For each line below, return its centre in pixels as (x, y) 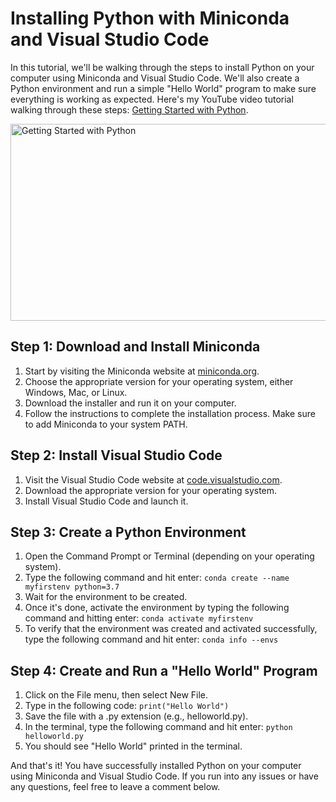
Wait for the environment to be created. (106, 597)
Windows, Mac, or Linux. (76, 392)
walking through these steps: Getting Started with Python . (129, 109)
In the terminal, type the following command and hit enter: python (158, 727)
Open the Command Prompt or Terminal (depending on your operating (169, 556)
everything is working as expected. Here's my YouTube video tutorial (152, 99)
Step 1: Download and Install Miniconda (135, 347)
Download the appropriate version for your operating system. (151, 490)
